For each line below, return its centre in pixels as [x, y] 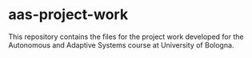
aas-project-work [68, 15]
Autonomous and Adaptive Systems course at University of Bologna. [121, 44]
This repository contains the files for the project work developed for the [126, 37]
